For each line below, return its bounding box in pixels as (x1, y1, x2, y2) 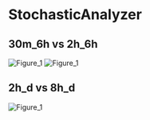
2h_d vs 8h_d (8, 81, 76, 95)
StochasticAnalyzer (8, 6, 142, 24)
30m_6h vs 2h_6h (8, 37, 98, 51)
